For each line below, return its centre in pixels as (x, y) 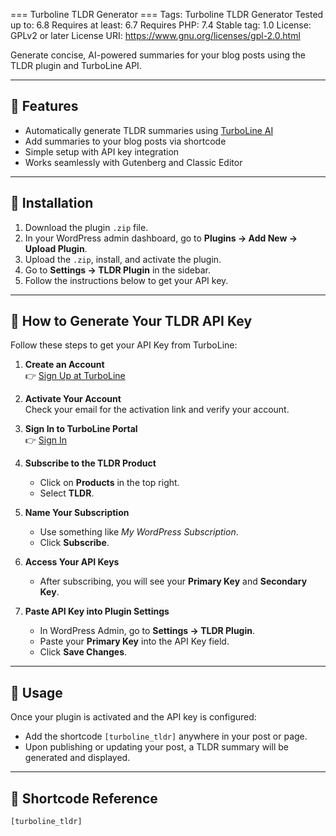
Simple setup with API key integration (102, 151)
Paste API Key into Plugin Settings (97, 611)
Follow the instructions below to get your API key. (126, 280)
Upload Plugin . (56, 248)
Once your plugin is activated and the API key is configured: (133, 717)
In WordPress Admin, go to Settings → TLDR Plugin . (147, 631)
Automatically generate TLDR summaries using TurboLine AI (149, 130)
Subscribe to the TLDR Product (90, 463)
